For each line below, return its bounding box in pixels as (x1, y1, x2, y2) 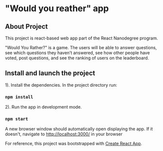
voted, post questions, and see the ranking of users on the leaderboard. (5, 55, 149, 61)
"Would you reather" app (5, 3, 109, 14)
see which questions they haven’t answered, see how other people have (5, 50, 150, 56)
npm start (5, 116, 28, 122)
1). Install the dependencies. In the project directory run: (5, 82, 118, 88)
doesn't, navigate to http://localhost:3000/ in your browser (5, 131, 123, 137)
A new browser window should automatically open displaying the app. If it (5, 126, 153, 132)
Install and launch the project (5, 69, 95, 77)
